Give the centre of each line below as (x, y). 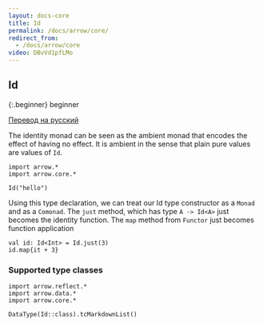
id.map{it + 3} (34, 250)
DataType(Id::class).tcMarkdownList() (73, 315)
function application (41, 228)
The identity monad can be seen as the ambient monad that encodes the (128, 135)
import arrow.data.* (43, 294)
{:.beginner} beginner (44, 104)
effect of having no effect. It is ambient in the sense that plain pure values (130, 144)
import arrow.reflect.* (48, 287)
